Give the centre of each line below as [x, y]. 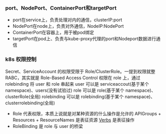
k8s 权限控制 [21, 59]
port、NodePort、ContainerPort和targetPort [61, 8]
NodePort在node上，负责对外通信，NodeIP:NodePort [68, 26]
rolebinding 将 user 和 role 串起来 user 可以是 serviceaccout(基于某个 [77, 84]
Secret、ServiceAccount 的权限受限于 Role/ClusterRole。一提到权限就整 [80, 71]
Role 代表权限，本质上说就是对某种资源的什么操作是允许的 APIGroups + [87, 113]
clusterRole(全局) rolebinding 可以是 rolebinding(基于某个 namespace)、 [80, 96]
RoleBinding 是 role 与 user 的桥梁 [48, 126]
